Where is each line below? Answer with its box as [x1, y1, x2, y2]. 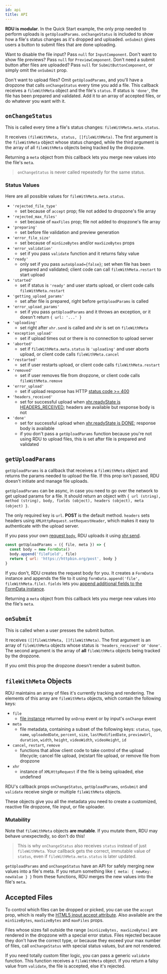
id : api [5, 7, 21, 12]
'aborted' [12, 341, 33, 347]
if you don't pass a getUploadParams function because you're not [19, 430, 152, 436]
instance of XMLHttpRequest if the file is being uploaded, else [19, 769, 144, 775]
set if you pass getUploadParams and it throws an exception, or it [19, 309, 151, 315]
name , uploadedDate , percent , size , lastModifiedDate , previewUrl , [19, 732, 153, 738]
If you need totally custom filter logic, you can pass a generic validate [5, 952, 150, 958]
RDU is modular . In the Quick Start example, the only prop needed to [5, 25, 147, 31]
